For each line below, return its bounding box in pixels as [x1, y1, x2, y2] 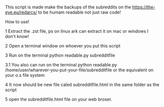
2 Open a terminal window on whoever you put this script [5, 43, 121, 48]
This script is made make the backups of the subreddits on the [5, 4, 131, 10]
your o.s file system [5, 72, 45, 78]
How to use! [5, 19, 29, 24]
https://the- [132, 4, 156, 10]
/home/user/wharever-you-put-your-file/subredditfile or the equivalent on [5, 67, 154, 73]
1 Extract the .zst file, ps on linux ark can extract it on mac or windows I [5, 28, 149, 34]
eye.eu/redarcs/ [5, 9, 37, 15]
